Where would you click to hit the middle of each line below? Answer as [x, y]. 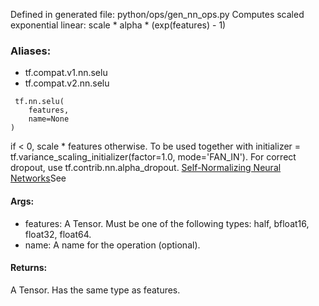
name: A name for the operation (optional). [112, 245]
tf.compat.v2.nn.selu [67, 83]
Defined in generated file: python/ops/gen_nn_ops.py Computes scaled [157, 14]
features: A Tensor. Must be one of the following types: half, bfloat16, [167, 223]
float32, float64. [58, 234]
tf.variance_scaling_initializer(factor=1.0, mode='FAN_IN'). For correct [153, 157]
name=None [49, 119]
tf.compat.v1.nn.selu [66, 73]
